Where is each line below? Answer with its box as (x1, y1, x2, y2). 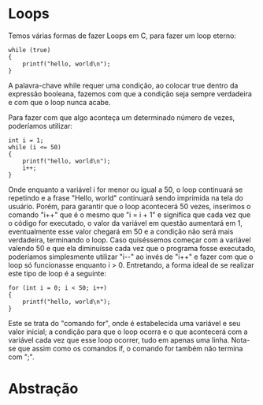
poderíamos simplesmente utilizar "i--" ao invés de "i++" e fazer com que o (8, 252, 254, 261)
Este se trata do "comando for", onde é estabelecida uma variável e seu (8, 318, 241, 328)
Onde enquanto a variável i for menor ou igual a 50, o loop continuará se (8, 185, 243, 194)
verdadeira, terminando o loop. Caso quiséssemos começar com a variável (8, 234, 251, 245)
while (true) (8, 46, 51, 54)
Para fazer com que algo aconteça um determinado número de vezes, (8, 112, 235, 122)
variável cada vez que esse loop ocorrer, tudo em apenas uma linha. (8, 335, 230, 344)
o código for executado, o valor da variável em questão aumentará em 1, (8, 218, 243, 227)
